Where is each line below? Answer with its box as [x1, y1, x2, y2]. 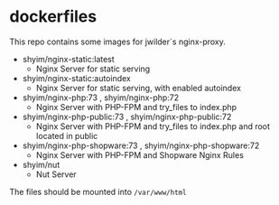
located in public [35, 130, 98, 141]
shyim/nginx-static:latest [22, 53, 115, 64]
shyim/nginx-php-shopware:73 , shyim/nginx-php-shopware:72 [22, 140, 260, 151]
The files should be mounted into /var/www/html [9, 186, 187, 197]
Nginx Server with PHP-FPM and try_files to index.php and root [35, 120, 271, 132]
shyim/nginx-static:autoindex [22, 72, 131, 83]
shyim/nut [22, 159, 60, 170]
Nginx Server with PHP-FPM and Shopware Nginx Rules [35, 149, 244, 160]
